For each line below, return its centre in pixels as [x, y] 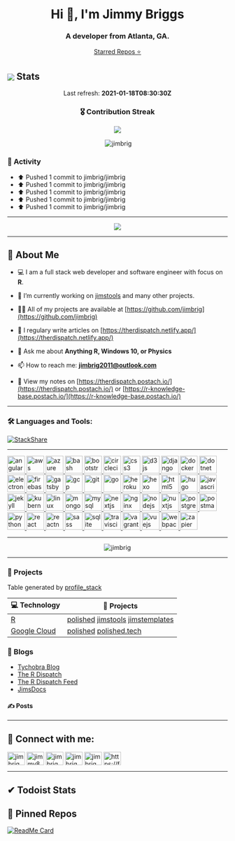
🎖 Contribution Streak [117, 112]
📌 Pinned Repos [42, 814]
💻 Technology [36, 605]
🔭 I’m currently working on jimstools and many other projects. [106, 296]
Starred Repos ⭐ [117, 52]
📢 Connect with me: [51, 738]
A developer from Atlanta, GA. [117, 36]
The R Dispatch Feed [48, 682]
